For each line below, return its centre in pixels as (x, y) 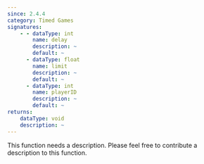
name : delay (50, 40)
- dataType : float (53, 60)
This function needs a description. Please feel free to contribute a (102, 145)
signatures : (25, 27)
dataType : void (42, 118)
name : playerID (55, 92)
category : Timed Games (40, 20)
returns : (20, 112)
